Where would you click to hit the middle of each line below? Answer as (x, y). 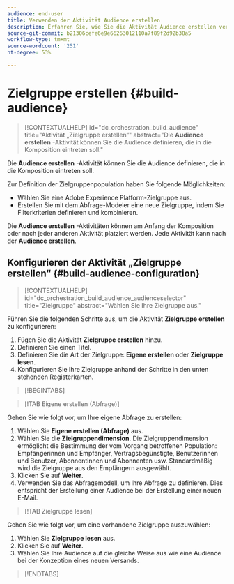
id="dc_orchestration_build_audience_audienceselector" (105, 298)
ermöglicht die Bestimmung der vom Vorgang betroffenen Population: (117, 446)
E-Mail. (28, 497)
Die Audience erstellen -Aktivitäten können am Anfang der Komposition (111, 226)
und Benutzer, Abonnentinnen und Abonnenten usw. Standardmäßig (115, 461)
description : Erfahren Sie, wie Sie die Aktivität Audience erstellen (112, 27)
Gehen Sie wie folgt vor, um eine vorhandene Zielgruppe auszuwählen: (109, 525)
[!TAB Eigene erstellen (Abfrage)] (72, 404)
